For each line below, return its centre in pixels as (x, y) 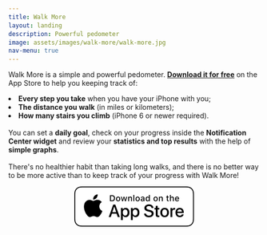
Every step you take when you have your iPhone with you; (115, 99)
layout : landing (35, 25)
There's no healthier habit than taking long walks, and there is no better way (133, 167)
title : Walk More (37, 17)
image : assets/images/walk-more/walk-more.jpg (87, 43)
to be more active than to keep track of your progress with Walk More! (124, 176)
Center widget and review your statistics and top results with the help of (130, 141)
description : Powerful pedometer (64, 34)
